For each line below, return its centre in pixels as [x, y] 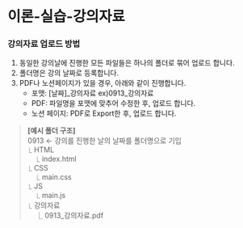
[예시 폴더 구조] [51, 131]
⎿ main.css [53, 177]
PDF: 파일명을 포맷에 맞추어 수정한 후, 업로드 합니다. [113, 103]
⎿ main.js [50, 196]
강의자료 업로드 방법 [44, 44]
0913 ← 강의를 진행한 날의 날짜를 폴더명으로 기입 [105, 141]
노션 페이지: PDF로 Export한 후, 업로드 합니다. [104, 113]
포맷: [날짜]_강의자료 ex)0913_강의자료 [92, 93]
